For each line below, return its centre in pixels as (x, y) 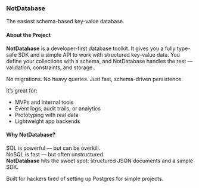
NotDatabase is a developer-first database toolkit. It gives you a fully (91, 48)
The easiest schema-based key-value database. (65, 21)
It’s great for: (22, 90)
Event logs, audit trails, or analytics (58, 108)
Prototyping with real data (46, 115)
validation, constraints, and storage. (50, 67)
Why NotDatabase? (31, 135)
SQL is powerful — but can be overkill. (53, 148)
